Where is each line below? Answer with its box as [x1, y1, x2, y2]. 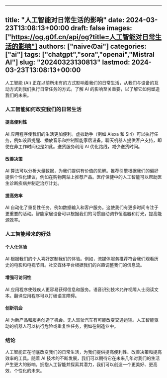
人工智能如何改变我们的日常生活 [5, 105, 82, 112]
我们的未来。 [5, 92, 31, 98]
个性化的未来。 [13, 368, 45, 374]
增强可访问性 [5, 275, 31, 281]
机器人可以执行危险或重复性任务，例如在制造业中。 [13, 323, 118, 329]
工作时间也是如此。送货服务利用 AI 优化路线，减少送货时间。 [18, 143, 143, 149]
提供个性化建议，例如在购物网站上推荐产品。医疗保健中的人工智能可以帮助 [5, 174, 158, 180]
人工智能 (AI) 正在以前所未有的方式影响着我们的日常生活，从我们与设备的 [5, 80, 155, 86]
